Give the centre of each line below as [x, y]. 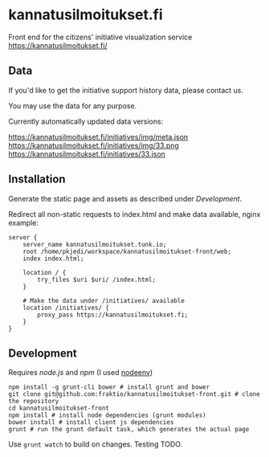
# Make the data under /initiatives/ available [104, 300]
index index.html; [53, 259]
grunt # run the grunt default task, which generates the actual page [129, 430]
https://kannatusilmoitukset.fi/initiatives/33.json [87, 153]
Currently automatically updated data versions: [86, 121]
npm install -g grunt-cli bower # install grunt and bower [109, 387]
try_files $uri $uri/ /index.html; [97, 280]
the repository [34, 402]
